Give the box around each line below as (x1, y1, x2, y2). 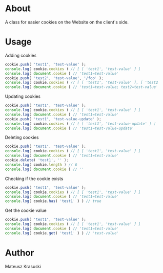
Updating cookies (5, 93, 41, 99)
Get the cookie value (5, 207, 47, 213)
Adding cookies (5, 52, 37, 58)
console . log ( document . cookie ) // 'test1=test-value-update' (5, 126, 134, 131)
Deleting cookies (5, 135, 39, 140)
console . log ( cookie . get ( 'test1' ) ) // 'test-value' (5, 230, 119, 235)
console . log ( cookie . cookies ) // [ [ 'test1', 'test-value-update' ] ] (5, 121, 156, 126)
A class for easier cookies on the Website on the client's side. (5, 19, 129, 25)
